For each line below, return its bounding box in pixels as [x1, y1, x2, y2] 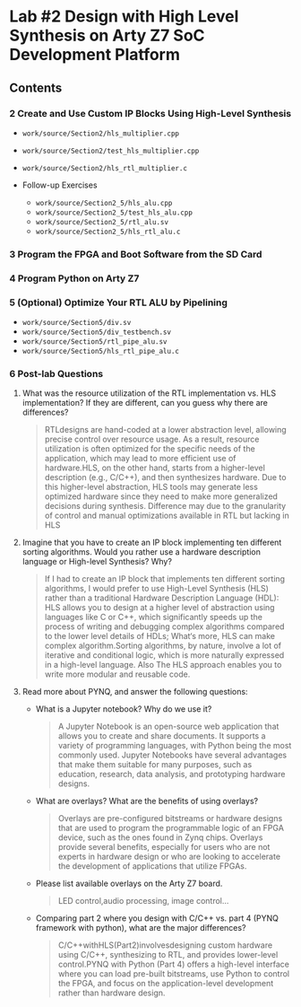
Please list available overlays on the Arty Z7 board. [35, 878, 223, 889]
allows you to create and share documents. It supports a [57, 731, 266, 741]
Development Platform [9, 45, 181, 65]
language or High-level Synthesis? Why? [21, 556, 173, 567]
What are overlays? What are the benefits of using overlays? [35, 796, 258, 807]
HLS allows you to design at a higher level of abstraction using [44, 602, 275, 613]
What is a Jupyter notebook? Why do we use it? [35, 704, 212, 714]
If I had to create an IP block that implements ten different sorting [44, 574, 285, 584]
